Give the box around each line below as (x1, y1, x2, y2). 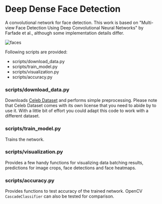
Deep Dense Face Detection (5, 3, 121, 15)
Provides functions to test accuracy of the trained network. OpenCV (5, 188, 143, 194)
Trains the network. (5, 136, 45, 142)
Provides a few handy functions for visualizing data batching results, (5, 159, 144, 165)
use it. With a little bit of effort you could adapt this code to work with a (5, 108, 149, 113)
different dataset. (5, 113, 40, 119)
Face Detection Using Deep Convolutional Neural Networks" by (15, 24, 144, 30)
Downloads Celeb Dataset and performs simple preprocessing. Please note (5, 97, 158, 103)
